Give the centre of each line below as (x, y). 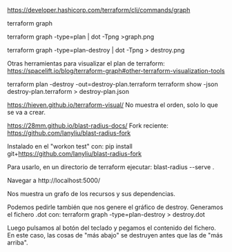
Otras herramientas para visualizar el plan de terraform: (86, 64)
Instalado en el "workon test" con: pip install (70, 146)
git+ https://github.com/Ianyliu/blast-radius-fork (75, 154)
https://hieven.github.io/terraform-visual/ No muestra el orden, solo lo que (113, 105)
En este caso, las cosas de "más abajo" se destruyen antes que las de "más (115, 235)
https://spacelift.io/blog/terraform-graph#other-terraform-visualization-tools (116, 71)
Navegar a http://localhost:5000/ (54, 180)
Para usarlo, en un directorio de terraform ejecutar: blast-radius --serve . (111, 167)
